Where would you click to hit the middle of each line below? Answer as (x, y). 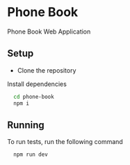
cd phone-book (34, 96)
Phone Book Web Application (49, 31)
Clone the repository (47, 70)
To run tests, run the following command (65, 142)
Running (26, 125)
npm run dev (31, 155)
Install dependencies (37, 84)
